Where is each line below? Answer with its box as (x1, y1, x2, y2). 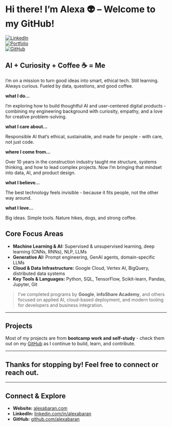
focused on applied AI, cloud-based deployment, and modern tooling (17, 296, 164, 303)
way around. (5, 195, 32, 201)
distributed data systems (12, 270, 66, 276)
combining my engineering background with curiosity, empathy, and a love (5, 108, 163, 114)
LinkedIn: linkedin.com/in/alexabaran (12, 411, 92, 417)
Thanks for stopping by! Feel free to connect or (5, 360, 159, 369)
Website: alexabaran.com (12, 405, 68, 411)
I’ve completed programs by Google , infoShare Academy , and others (17, 291, 165, 297)
